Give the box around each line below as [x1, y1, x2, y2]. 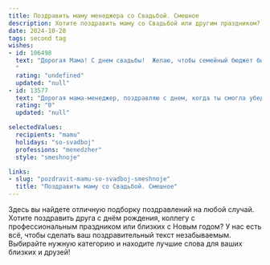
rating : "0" [15, 101, 56, 109]
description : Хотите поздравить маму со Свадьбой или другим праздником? [8, 19, 261, 27]
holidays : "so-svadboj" [15, 138, 95, 146]
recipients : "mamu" [15, 131, 81, 139]
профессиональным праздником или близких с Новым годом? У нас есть [8, 222, 262, 231]
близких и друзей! [8, 247, 71, 257]
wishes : [8, 42, 35, 50]
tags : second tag [8, 34, 67, 43]
